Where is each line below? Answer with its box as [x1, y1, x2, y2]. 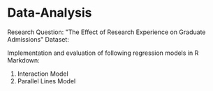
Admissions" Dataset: [7, 35, 70, 43]
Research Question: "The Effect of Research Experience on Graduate [7, 28, 206, 36]
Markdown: [7, 56, 40, 64]
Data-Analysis [7, 5, 92, 21]
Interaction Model [17, 69, 68, 78]
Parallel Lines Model [17, 76, 76, 85]
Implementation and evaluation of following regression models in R [7, 49, 199, 57]
